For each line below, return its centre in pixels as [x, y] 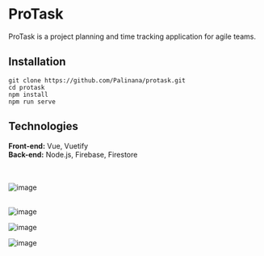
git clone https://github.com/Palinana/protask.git [97, 80]
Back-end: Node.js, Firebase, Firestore [73, 154]
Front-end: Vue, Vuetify [48, 145]
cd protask [27, 87]
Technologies [44, 126]
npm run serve [32, 102]
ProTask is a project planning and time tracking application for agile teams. [132, 36]
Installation [37, 62]
